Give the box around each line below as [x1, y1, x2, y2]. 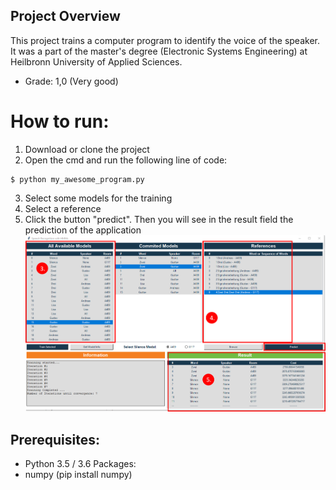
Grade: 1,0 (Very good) [24, 75, 119, 87]
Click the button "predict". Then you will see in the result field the [24, 213, 294, 225]
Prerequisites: [10, 431, 100, 448]
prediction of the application [24, 224, 142, 236]
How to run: [10, 110, 110, 133]
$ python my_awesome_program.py [10, 174, 145, 184]
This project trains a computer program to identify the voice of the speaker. [10, 34, 320, 46]
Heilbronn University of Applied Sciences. [10, 55, 183, 68]
